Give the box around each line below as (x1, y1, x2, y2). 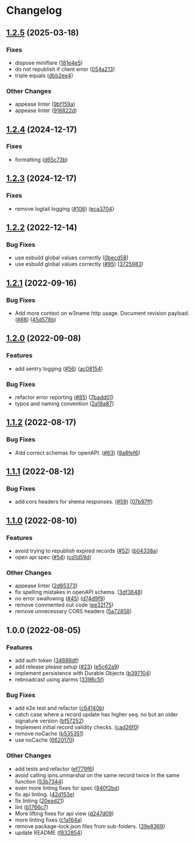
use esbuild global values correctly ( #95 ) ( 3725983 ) (14, 261, 144, 268)
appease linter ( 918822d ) (14, 107, 77, 114)
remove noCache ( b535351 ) (14, 730, 84, 738)
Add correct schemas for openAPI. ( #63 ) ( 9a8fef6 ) (14, 449, 141, 456)
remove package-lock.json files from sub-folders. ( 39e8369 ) (14, 822, 166, 829)
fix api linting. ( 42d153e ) (14, 790, 75, 798)
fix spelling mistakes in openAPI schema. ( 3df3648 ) (14, 589, 143, 596)
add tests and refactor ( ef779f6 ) (14, 765, 95, 772)
